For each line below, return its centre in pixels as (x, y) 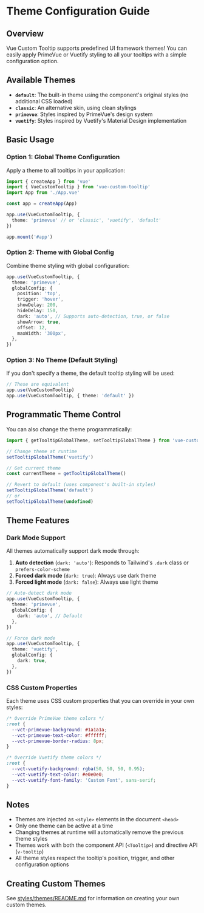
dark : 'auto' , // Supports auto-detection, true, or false (93, 316)
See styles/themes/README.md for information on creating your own (93, 898)
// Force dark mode (31, 638)
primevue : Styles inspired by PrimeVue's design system (84, 114)
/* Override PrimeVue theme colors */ (55, 719)
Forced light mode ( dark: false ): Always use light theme (87, 582)
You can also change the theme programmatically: (69, 429)
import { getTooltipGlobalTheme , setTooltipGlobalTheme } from (88, 440)
